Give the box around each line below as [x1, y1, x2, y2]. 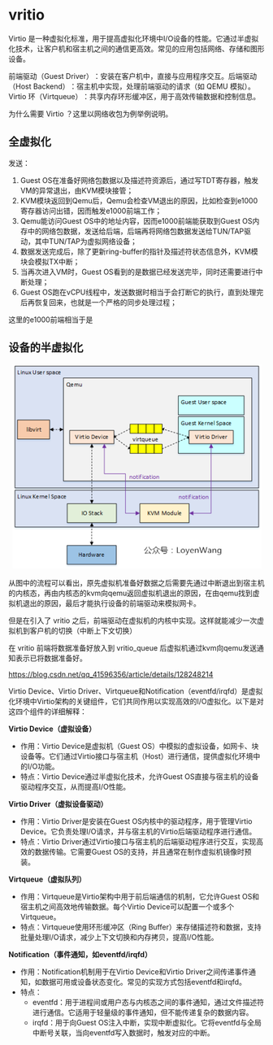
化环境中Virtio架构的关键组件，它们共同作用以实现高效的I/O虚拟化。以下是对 [8, 696, 264, 706]
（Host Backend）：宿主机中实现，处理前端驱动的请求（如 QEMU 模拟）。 [8, 81, 256, 91]
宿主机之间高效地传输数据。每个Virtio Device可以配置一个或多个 [19, 901, 235, 912]
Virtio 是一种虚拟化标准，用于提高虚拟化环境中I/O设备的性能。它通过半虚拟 [8, 33, 259, 43]
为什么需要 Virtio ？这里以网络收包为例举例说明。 [8, 108, 173, 119]
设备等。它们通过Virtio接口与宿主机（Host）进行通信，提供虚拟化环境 [19, 751, 253, 761]
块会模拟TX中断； [19, 256, 80, 266]
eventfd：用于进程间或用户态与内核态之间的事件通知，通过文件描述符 [32, 997, 265, 1007]
